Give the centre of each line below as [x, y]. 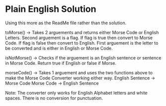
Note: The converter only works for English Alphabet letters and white [76, 93]
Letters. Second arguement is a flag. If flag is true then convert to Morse [79, 38]
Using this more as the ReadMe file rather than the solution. [66, 23]
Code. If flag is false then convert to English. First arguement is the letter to [82, 43]
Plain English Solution [51, 9]
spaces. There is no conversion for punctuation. [54, 98]
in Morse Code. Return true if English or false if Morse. [61, 63]
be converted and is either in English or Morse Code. [59, 48]
